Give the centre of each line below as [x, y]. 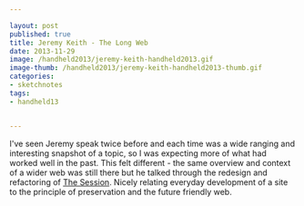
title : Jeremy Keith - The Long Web [79, 43]
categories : [32, 77]
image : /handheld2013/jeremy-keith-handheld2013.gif [111, 60]
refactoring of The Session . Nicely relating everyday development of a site [149, 181]
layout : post [34, 25]
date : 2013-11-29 [42, 51]
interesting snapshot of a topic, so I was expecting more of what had [138, 153]
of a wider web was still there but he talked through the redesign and [139, 172]
